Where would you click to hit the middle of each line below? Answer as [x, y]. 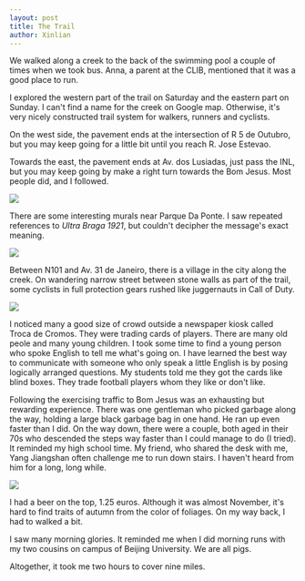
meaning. [27, 235]
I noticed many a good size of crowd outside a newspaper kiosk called [142, 324]
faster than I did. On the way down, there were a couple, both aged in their [149, 429]
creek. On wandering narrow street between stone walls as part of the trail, [150, 280]
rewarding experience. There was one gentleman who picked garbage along [152, 410]
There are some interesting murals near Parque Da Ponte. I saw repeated [146, 216]
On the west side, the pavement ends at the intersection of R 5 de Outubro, [150, 135]
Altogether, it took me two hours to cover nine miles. [107, 566]
